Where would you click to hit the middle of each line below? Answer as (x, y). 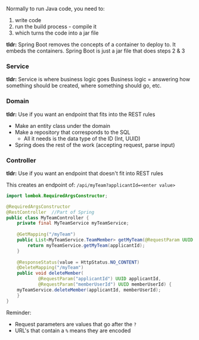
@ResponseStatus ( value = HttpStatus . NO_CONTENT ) (78, 262)
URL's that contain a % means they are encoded (73, 330)
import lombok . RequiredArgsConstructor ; (57, 196)
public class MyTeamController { (48, 218)
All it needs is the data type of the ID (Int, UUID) (82, 138)
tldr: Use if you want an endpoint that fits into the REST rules (81, 114)
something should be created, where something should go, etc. (84, 85)
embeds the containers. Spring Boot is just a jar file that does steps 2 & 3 (96, 51)
